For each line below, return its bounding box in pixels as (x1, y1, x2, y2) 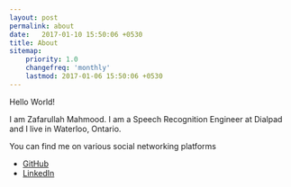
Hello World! (9, 96, 56, 107)
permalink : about (9, 22, 75, 31)
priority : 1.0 (25, 55, 78, 64)
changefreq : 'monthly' (25, 64, 111, 73)
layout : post (9, 13, 59, 22)
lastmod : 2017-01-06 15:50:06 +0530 (25, 72, 164, 81)
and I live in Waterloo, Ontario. (9, 123, 122, 134)
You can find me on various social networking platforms (9, 140, 216, 151)
